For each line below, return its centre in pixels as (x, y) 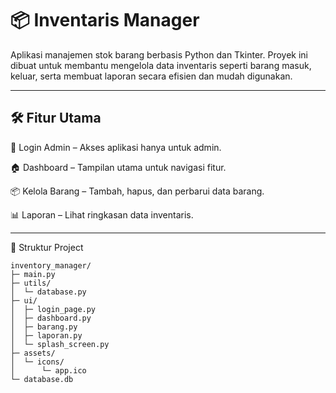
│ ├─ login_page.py (53, 309)
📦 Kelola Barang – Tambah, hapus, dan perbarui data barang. (137, 191)
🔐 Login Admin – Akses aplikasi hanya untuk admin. (116, 147)
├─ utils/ (31, 283)
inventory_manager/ (51, 265)
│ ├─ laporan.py (46, 335)
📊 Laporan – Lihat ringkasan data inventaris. (102, 214)
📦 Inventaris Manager (105, 20)
